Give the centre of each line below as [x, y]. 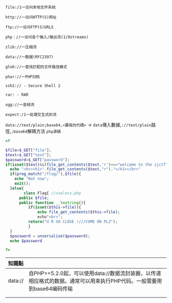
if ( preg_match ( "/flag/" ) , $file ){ [46, 174]
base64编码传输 [53, 289]
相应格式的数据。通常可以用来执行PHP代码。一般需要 [93, 281]
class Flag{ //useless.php [52, 193]
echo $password [26, 241]
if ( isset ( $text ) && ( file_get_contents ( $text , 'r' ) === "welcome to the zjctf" [87, 165]
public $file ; [34, 198]
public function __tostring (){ [52, 203]
